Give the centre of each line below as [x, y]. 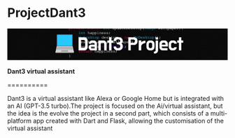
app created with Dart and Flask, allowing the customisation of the [128, 120]
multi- [219, 113]
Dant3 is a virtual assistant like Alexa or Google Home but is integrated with [115, 98]
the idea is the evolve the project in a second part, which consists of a [108, 113]
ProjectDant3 [47, 13]
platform [19, 120]
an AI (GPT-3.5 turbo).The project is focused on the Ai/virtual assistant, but [115, 106]
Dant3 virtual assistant [41, 71]
